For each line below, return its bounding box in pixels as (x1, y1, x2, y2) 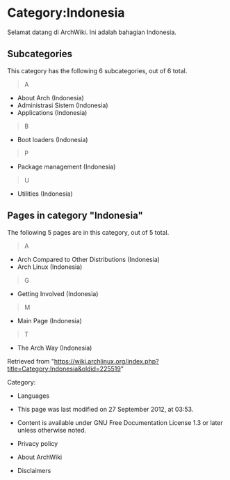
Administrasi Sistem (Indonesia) (17, 101, 109, 109)
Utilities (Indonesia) (17, 189, 73, 198)
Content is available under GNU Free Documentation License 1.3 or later (17, 418, 224, 426)
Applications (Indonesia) (17, 108, 88, 116)
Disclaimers (17, 466, 51, 474)
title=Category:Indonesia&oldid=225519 (7, 364, 122, 373)
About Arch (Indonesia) (17, 93, 85, 102)
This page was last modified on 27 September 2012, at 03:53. (17, 405, 194, 413)
